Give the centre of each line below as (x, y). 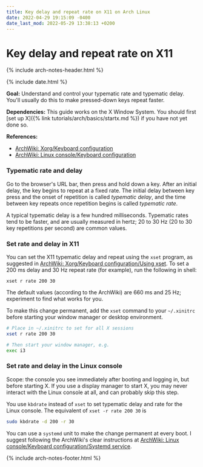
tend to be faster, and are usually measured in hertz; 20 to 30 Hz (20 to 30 (99, 221)
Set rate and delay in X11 (43, 244)
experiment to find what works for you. (55, 299)
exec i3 (16, 350)
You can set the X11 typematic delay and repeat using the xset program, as (99, 257)
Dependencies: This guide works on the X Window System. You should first (101, 112)
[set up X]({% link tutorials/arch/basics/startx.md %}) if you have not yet (97, 119)
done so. (17, 125)
